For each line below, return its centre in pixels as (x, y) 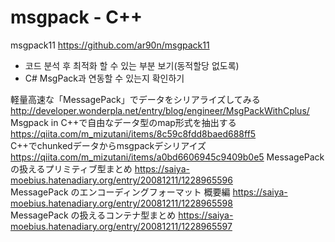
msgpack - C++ (76, 17)
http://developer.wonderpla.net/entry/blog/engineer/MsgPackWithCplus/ (160, 110)
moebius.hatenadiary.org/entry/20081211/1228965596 (121, 180)
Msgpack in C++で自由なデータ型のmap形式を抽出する (123, 122)
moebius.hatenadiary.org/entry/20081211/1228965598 (121, 203)
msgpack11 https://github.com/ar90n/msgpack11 (110, 45)
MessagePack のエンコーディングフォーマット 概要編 (120, 192)
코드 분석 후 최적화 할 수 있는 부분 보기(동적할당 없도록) (132, 65)
